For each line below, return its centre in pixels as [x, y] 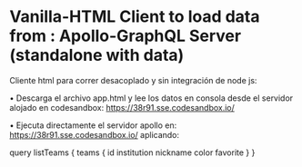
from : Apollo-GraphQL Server [126, 36]
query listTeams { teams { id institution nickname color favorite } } [132, 152]
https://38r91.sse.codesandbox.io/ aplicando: [95, 134]
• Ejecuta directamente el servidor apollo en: [93, 125]
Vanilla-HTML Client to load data [135, 17]
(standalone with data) [97, 55]
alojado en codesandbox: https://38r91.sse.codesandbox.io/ [122, 107]
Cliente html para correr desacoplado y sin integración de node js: [133, 80]
